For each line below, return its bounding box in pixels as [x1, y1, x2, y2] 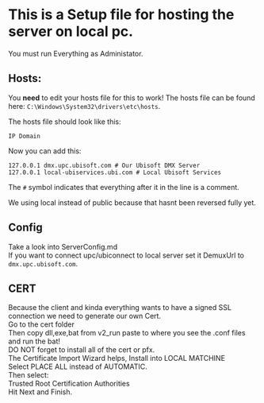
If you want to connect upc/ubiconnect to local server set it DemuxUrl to [8, 250, 244, 260]
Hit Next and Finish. [8, 387, 73, 397]
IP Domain [8, 132, 41, 140]
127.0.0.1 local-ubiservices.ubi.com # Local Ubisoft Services [8, 169, 222, 176]
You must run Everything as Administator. [8, 48, 143, 58]
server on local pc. [8, 22, 133, 41]
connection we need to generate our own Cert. [8, 312, 161, 321]
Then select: [8, 370, 49, 380]
